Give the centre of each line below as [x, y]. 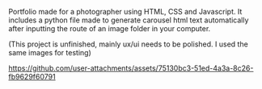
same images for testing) [50, 53]
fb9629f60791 [32, 77]
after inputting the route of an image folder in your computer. [110, 28]
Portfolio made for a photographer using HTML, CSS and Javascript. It [125, 12]
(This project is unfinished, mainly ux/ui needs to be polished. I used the [128, 44]
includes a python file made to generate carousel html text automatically [129, 20]
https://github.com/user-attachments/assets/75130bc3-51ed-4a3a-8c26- [131, 68]
